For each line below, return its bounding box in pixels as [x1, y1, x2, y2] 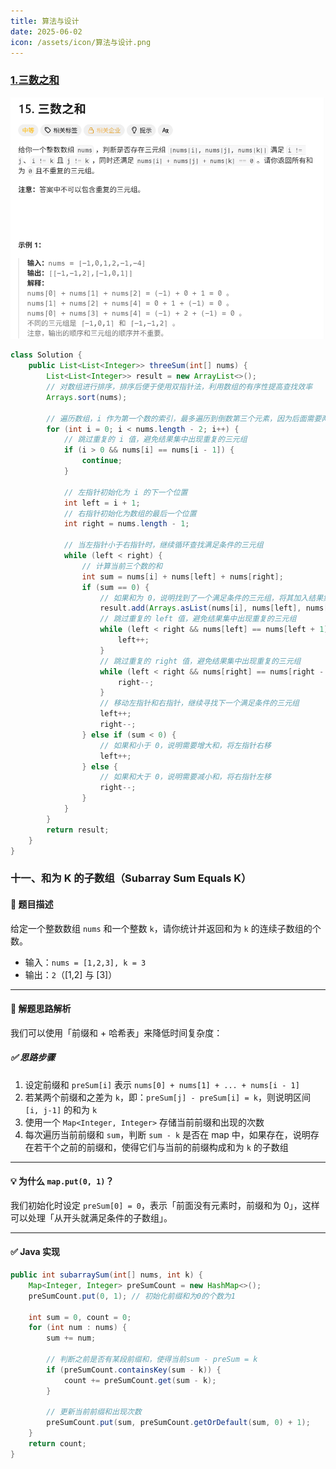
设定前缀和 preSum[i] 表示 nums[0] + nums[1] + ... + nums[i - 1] [24, 1078, 300, 1090]
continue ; [81, 456, 123, 466]
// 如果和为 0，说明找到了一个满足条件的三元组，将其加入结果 [99, 593, 324, 603]
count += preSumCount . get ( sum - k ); [63, 1375, 217, 1385]
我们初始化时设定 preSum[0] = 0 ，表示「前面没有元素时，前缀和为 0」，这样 [10, 1199, 320, 1211]
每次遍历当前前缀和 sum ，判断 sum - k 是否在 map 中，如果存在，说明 [24, 1128, 311, 1140]
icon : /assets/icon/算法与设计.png [10, 37, 152, 47]
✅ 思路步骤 [10, 1051, 56, 1064]
